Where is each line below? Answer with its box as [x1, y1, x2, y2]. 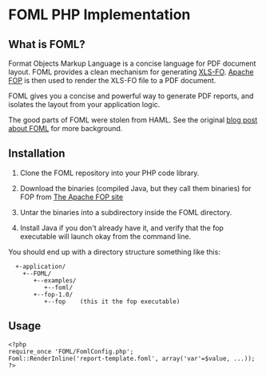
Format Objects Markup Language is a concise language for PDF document [8, 58, 256, 68]
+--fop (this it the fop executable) [43, 298, 181, 306]
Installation [8, 146, 66, 161]
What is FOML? [8, 38, 85, 51]
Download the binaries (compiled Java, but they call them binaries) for [19, 183, 252, 193]
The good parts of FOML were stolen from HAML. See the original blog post [8, 115, 258, 125]
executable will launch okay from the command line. [19, 231, 192, 241]
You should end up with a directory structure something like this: [8, 246, 221, 257]
